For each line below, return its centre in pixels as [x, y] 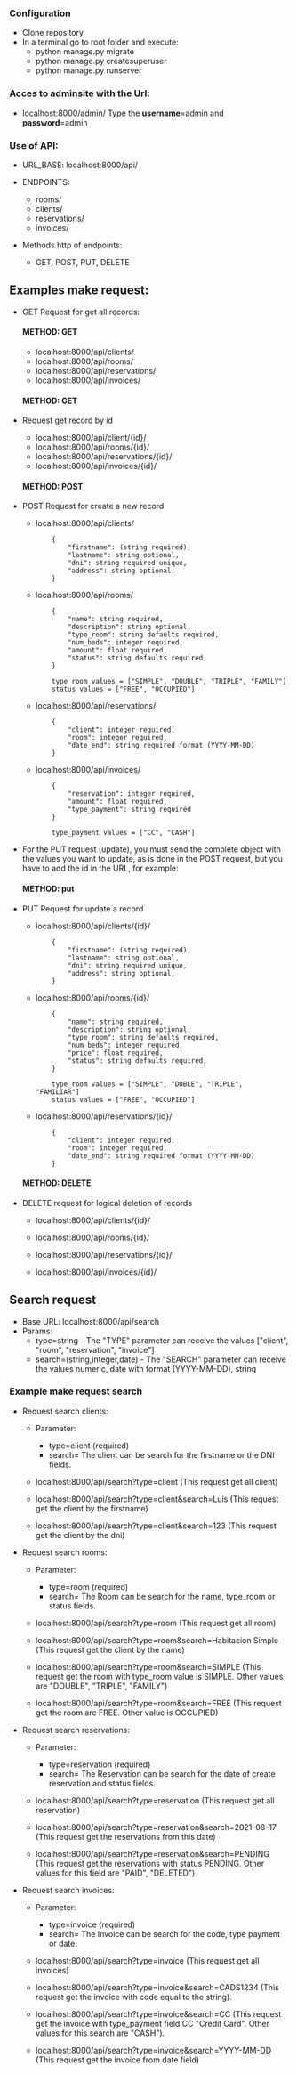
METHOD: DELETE [56, 1183]
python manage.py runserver [88, 70]
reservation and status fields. [102, 1783]
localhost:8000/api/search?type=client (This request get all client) [157, 1481]
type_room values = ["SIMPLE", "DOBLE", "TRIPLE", [147, 1084]
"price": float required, [115, 1053]
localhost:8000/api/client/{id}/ [91, 438]
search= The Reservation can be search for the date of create [162, 1773]
